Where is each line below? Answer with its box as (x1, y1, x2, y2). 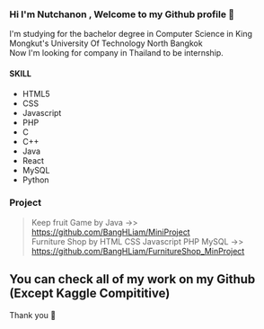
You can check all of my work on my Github (9, 271, 256, 287)
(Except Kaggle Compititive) (9, 286, 171, 301)
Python (22, 174, 49, 185)
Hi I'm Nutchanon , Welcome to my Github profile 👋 (9, 8, 235, 21)
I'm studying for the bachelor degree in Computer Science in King (9, 29, 253, 40)
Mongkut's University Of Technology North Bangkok (9, 38, 204, 49)
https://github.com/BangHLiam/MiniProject (31, 227, 190, 237)
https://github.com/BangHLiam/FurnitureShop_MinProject (31, 245, 245, 256)
